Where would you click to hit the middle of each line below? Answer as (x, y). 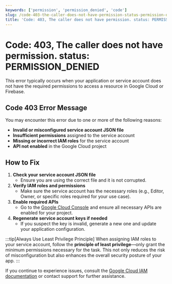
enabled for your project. (47, 212)
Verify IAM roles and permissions (49, 185)
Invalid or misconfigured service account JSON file (68, 130)
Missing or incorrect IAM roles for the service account (71, 141)
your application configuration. (53, 229)
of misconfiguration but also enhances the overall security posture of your (84, 255)
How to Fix (23, 162)
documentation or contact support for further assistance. (66, 276)
